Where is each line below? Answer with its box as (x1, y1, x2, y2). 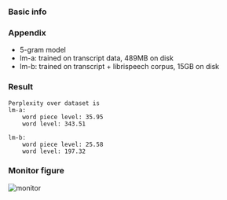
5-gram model (19, 45, 67, 55)
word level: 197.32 (22, 147, 86, 155)
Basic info (8, 6, 47, 17)
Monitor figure (8, 165, 64, 176)
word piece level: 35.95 (22, 113, 104, 121)
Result (8, 82, 34, 93)
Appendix (8, 27, 47, 38)
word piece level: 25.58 (22, 140, 104, 148)
